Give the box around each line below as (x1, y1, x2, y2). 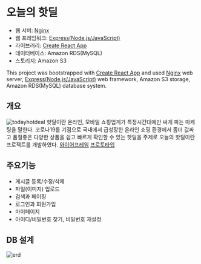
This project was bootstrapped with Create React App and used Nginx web (6, 69, 193, 76)
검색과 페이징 (15, 193, 47, 200)
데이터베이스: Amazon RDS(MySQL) (15, 49, 103, 56)
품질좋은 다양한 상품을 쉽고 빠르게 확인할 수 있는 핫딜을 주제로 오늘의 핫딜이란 (12, 133, 196, 140)
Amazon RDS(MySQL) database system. (6, 82, 107, 89)
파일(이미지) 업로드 (15, 185, 60, 193)
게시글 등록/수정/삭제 (15, 177, 65, 185)
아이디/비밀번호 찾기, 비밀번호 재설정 (15, 216, 102, 223)
